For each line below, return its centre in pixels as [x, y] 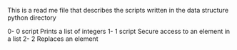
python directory [32, 18]
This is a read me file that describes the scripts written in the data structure [118, 10]
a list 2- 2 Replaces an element [53, 39]
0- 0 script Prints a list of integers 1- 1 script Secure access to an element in [119, 31]
